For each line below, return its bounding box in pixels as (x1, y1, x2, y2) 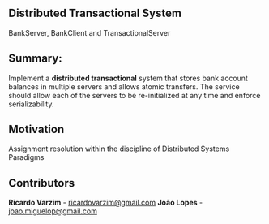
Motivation (8, 123, 65, 136)
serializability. (8, 99, 54, 109)
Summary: (8, 52, 62, 66)
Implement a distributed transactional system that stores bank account (8, 73, 249, 83)
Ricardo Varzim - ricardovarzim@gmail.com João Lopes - (8, 198, 203, 208)
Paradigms (8, 153, 45, 162)
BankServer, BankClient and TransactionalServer (8, 28, 171, 37)
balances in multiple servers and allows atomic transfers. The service (8, 81, 241, 92)
